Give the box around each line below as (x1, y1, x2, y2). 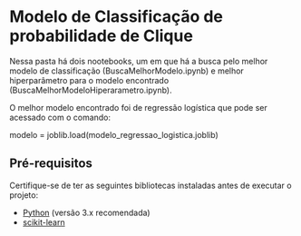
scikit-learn (22, 216, 65, 228)
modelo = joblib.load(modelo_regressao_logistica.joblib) (9, 129, 219, 140)
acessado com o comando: (9, 112, 112, 123)
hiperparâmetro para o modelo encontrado (9, 74, 170, 85)
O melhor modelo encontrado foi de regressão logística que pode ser (9, 102, 267, 113)
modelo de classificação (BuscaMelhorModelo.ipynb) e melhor (9, 65, 245, 76)
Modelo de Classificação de (9, 6, 224, 27)
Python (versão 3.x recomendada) (22, 207, 151, 218)
